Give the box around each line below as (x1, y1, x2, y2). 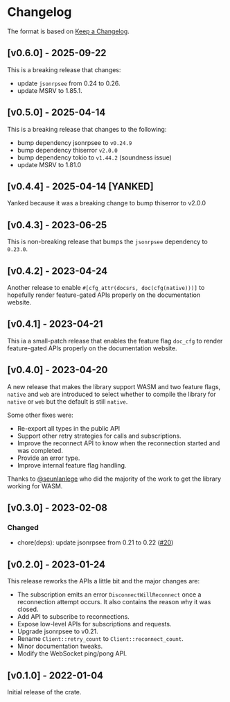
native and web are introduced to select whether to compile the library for (7, 390, 216, 398)
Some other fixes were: (7, 411, 74, 419)
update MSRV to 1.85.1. (17, 86, 82, 94)
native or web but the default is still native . (7, 397, 128, 406)
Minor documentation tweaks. (17, 642, 103, 651)
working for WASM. (7, 481, 63, 490)
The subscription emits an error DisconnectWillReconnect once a (17, 590, 202, 599)
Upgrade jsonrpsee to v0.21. (17, 627, 98, 635)
